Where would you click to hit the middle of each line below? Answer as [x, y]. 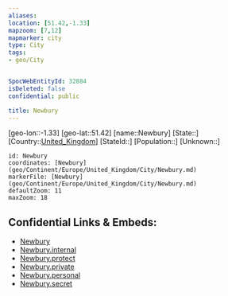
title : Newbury [33, 111]
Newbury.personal [50, 275]
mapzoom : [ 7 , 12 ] [35, 30]
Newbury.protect [47, 259]
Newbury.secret [46, 284]
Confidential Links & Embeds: [83, 222]
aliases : [23, 16]
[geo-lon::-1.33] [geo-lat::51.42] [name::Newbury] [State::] [104, 133]
